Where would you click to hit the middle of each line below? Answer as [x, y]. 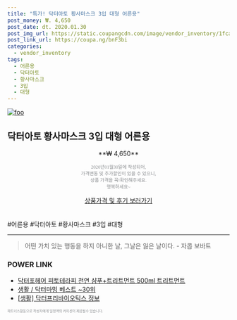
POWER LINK [30, 264]
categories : [25, 46]
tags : [15, 60]
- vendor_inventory [42, 53]
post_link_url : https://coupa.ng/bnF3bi [68, 40]
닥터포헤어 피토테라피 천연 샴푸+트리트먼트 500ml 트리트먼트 [101, 281]
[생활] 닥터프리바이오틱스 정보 [59, 298]
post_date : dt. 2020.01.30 [47, 27]
